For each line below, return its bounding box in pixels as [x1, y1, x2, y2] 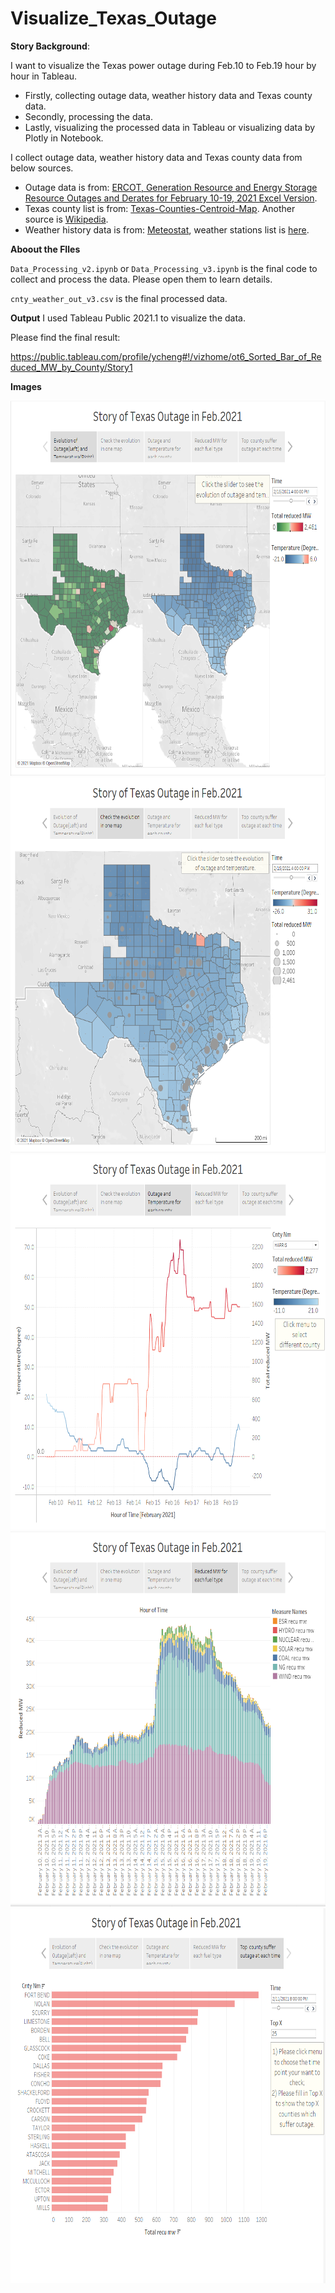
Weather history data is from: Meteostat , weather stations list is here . [24, 223, 310, 236]
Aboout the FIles [10, 243, 81, 255]
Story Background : [10, 40, 90, 52]
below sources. [10, 162, 74, 174]
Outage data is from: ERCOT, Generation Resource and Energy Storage [24, 181, 318, 193]
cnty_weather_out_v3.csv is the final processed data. [10, 292, 228, 304]
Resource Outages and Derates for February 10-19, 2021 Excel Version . [24, 192, 318, 204]
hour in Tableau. [10, 70, 78, 82]
